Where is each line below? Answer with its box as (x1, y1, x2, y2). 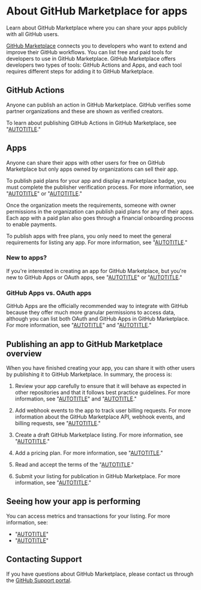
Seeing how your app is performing (6, 496, 141, 506)
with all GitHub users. (6, 30, 59, 37)
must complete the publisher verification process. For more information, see (6, 183, 194, 191)
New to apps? (6, 254, 47, 262)
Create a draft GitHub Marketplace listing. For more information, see (14, 431, 183, 438)
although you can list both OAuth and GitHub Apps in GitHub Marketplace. (6, 315, 190, 322)
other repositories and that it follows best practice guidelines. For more (14, 389, 191, 396)
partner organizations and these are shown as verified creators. (6, 107, 164, 115)
